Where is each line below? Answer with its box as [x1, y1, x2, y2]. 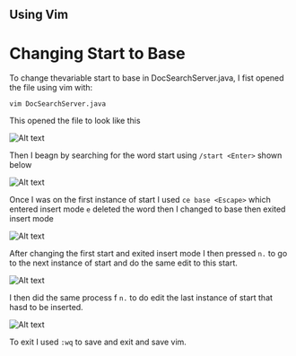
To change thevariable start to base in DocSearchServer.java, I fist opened [9, 73, 284, 83]
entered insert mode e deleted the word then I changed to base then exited [9, 204, 286, 214]
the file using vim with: [9, 82, 93, 93]
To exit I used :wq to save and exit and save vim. [9, 336, 187, 348]
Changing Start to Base [9, 43, 186, 64]
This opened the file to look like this [9, 116, 141, 126]
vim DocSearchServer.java [9, 100, 106, 109]
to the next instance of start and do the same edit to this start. [9, 257, 238, 268]
